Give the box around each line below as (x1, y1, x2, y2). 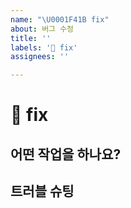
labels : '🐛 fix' (10, 42, 78, 53)
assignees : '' (10, 52, 70, 62)
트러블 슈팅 (10, 183, 75, 200)
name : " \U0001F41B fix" (10, 14, 110, 25)
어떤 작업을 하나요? (10, 146, 122, 163)
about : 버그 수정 (10, 24, 75, 34)
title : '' (10, 33, 52, 43)
